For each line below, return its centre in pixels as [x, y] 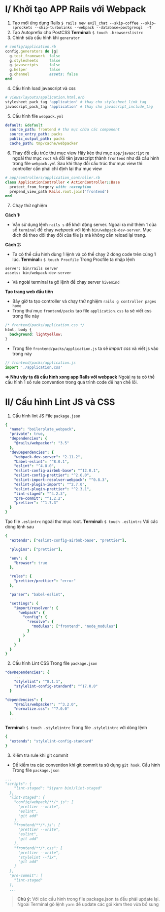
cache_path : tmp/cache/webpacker [44, 144]
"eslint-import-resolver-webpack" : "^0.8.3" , [62, 480]
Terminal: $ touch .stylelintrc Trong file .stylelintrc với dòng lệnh [76, 727]
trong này [22, 353]
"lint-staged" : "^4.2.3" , [41, 494]
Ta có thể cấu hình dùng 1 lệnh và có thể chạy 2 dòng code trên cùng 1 [84, 254]
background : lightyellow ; [36, 335]
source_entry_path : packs [36, 134]
